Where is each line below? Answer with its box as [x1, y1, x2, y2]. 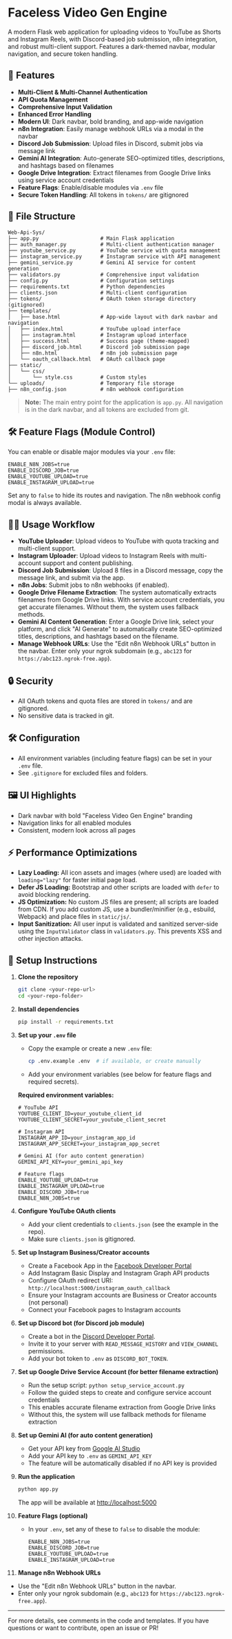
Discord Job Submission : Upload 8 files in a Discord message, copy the [17, 566, 223, 575]
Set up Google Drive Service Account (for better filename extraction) [17, 1367, 219, 1375]
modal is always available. [8, 499, 82, 507]
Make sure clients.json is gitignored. [28, 1235, 136, 1243]
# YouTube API [17, 1104, 59, 1111]
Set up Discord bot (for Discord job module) [17, 1319, 145, 1327]
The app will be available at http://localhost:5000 [17, 1498, 157, 1507]
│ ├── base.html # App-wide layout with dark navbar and [8, 313, 218, 320]
